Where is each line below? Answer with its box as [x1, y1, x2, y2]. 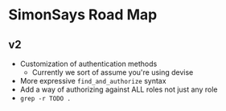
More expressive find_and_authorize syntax [19, 76, 166, 85]
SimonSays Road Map [8, 6, 158, 24]
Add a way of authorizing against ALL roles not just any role [19, 84, 218, 94]
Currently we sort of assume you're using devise [31, 68, 194, 77]
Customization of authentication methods [19, 59, 158, 68]
